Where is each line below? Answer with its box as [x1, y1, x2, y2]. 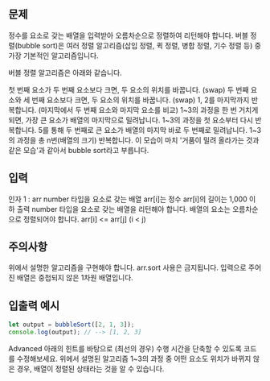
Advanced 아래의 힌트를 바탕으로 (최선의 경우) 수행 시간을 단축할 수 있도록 [8, 344, 243, 353]
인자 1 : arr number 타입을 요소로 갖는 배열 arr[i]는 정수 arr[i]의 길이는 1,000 [8, 194, 247, 204]
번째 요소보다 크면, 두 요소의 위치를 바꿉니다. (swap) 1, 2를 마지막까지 [31, 95, 250, 105]
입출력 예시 [8, 299, 60, 313]
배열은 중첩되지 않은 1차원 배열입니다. [16, 273, 134, 283]
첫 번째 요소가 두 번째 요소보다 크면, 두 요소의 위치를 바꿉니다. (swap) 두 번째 [8, 85, 249, 94]
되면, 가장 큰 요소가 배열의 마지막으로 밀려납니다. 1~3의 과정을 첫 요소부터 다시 [8, 115, 253, 125]
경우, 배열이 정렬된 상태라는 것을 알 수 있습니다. [16, 364, 165, 373]
